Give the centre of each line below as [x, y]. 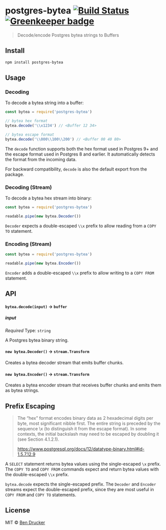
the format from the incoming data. [41, 159]
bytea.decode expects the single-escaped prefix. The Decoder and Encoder [81, 484]
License [18, 510]
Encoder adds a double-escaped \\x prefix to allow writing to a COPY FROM [80, 273]
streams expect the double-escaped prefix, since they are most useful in [80, 489]
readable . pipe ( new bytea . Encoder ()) [43, 263]
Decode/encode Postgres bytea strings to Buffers [68, 35]
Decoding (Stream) [29, 187]
